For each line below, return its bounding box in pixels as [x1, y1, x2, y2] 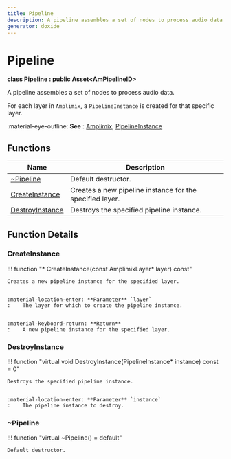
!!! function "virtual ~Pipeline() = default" [7, 434, 122, 442]
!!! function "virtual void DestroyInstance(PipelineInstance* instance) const [7, 358, 219, 366]
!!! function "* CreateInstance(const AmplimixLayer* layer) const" [7, 265, 192, 273]
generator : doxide [7, 23, 60, 30]
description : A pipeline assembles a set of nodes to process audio [7, 16, 208, 23]
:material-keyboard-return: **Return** [7, 320, 122, 327]
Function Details [7, 228, 79, 240]
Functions [7, 142, 52, 154]
